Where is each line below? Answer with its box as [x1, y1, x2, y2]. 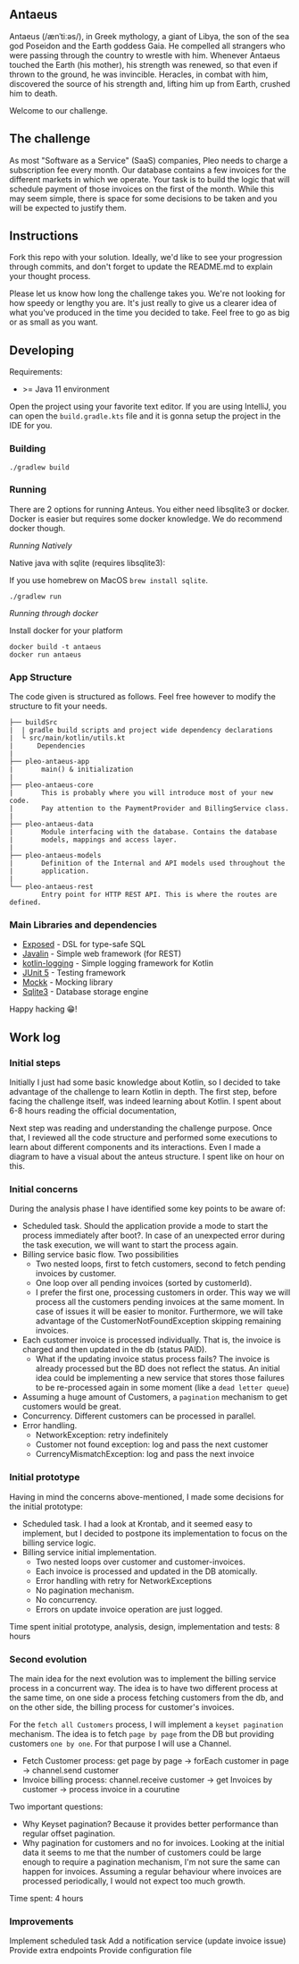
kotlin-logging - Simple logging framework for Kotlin [21, 958, 214, 969]
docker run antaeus [9, 650, 82, 659]
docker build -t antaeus [9, 642, 102, 651]
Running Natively [9, 540, 73, 551]
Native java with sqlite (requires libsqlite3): [9, 557, 166, 568]
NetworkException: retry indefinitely [35, 1430, 169, 1441]
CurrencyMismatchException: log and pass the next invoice [35, 1449, 254, 1460]
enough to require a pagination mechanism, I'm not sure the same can [21, 1857, 280, 1867]
